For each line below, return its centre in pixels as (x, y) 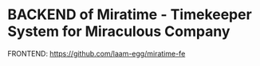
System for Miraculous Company (119, 31)
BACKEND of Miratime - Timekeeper (130, 15)
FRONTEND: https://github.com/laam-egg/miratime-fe (97, 53)
